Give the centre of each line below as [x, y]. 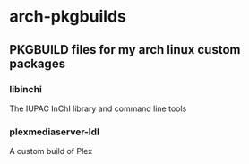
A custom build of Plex [51, 151]
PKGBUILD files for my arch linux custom [125, 50]
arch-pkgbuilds [68, 17]
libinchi [26, 89]
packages [37, 63]
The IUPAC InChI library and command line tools [98, 108]
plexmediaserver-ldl [55, 132]
